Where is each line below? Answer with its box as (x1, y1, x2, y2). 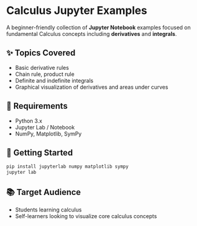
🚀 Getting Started (6, 147, 73, 158)
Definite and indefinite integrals (15, 77, 94, 84)
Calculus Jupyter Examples (6, 4, 147, 18)
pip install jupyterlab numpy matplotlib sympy (6, 163, 129, 170)
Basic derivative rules (15, 64, 69, 71)
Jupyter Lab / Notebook (15, 123, 75, 131)
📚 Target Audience (6, 187, 81, 197)
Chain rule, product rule (15, 70, 75, 78)
